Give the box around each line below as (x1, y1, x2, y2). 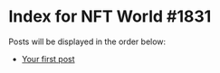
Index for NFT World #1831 (8, 6, 212, 27)
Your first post (21, 53, 75, 64)
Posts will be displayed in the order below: (8, 36, 167, 47)
